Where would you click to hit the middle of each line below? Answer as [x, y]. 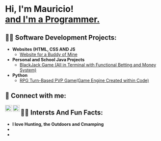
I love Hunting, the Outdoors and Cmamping [58, 124]
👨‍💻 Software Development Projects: [61, 37]
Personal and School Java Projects [48, 59]
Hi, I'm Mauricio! [39, 9]
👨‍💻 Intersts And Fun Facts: [62, 112]
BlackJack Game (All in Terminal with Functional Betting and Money [88, 65]
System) [28, 70]
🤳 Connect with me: [36, 96]
